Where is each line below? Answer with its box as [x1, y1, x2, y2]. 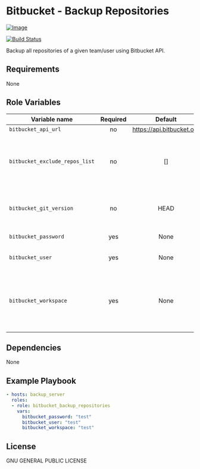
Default [155, 115, 177, 123]
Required [100, 115, 127, 123]
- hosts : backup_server [6, 392, 65, 397]
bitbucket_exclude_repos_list [9, 158, 95, 164]
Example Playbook [6, 375, 76, 386]
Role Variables [6, 97, 61, 108]
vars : [17, 408, 31, 414]
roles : [11, 397, 28, 403]
